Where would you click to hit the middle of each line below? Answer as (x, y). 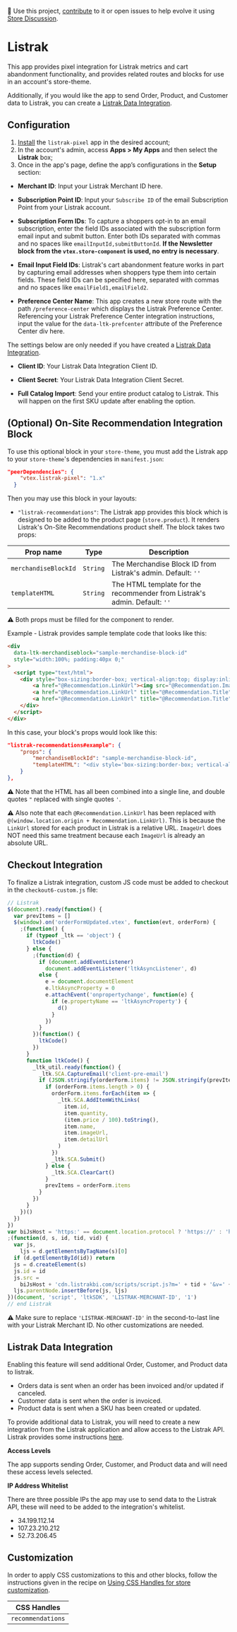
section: (29, 172)
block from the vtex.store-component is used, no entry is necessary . (118, 251)
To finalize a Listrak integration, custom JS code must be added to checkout (118, 882)
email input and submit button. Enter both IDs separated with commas (119, 236)
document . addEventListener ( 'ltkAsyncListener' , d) (121, 969)
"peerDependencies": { (41, 472)
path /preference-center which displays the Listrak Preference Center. (120, 309)
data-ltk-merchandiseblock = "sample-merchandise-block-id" (101, 653)
